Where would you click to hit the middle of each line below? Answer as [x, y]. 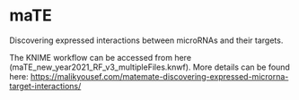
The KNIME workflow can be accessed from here [100, 57]
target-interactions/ [45, 86]
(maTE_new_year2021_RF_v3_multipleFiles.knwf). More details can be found [149, 67]
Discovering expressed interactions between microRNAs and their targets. [146, 40]
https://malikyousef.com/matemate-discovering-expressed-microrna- [159, 76]
